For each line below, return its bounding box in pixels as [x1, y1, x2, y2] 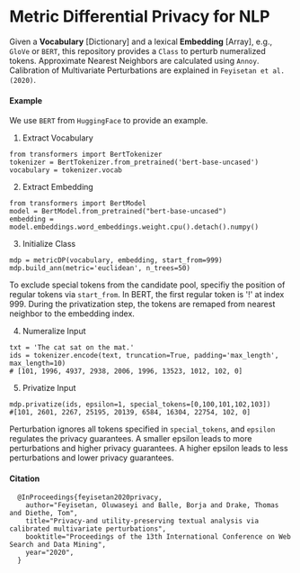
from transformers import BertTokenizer [9, 150, 163, 159]
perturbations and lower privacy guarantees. [9, 452, 174, 463]
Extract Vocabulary [22, 132, 94, 143]
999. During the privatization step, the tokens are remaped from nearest [9, 299, 276, 310]
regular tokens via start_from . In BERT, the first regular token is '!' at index [9, 289, 285, 300]
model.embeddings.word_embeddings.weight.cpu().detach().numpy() [9, 223, 259, 232]
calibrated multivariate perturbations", [9, 524, 167, 533]
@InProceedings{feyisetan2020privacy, [17, 493, 163, 502]
